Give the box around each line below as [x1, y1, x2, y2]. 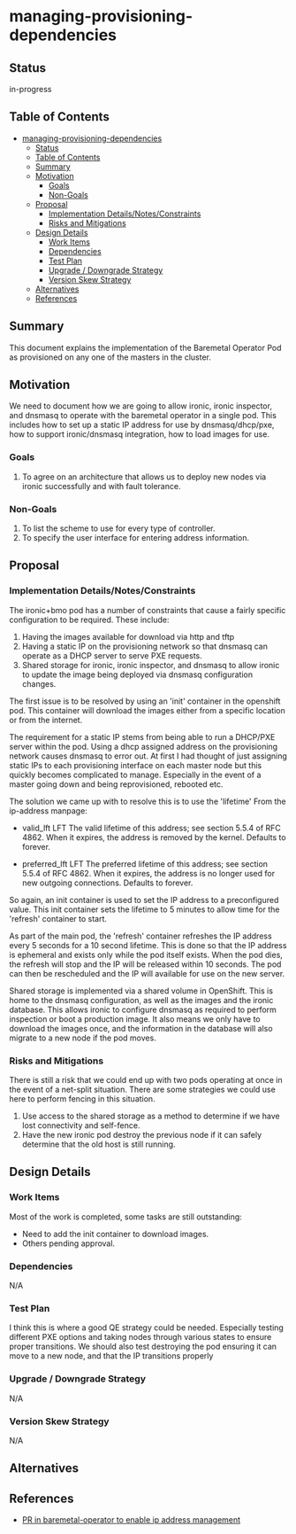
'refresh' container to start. [9, 913, 108, 923]
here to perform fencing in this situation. [9, 1094, 156, 1104]
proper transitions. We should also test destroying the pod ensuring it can [9, 1341, 277, 1352]
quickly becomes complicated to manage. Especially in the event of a [9, 769, 262, 780]
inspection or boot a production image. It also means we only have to [9, 1013, 261, 1024]
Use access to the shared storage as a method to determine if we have [21, 1110, 280, 1122]
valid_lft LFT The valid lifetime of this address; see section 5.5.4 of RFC [21, 822, 281, 833]
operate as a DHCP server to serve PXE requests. [21, 650, 203, 661]
